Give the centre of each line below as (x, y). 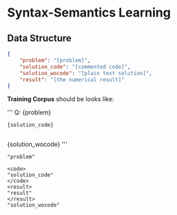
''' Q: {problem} (29, 112)
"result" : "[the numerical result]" (72, 80)
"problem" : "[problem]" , (55, 60)
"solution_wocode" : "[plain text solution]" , (86, 73)
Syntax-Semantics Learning (89, 13)
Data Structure (40, 38)
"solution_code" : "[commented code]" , (75, 67)
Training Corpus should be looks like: (61, 99)
